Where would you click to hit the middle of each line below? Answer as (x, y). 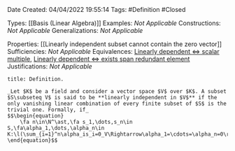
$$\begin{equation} (36, 116)
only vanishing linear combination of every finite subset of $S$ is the (117, 103)
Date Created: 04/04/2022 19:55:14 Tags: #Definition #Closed (97, 9)
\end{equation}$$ (33, 141)
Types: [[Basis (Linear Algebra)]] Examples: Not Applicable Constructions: (114, 23)
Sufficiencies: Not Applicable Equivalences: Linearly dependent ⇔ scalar (113, 51)
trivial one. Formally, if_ (48, 110)
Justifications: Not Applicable (50, 66)
